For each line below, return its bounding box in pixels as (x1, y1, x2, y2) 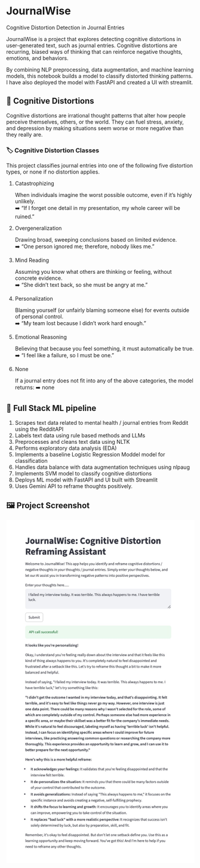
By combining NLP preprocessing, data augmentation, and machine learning (6, 66, 194, 73)
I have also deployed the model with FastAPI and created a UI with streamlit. (6, 79, 193, 86)
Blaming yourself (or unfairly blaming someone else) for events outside (14, 307, 190, 314)
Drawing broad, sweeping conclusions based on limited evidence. (14, 236, 177, 243)
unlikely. (14, 198, 36, 205)
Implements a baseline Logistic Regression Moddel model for (14, 450, 165, 458)
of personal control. (14, 313, 64, 320)
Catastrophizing (14, 180, 55, 187)
